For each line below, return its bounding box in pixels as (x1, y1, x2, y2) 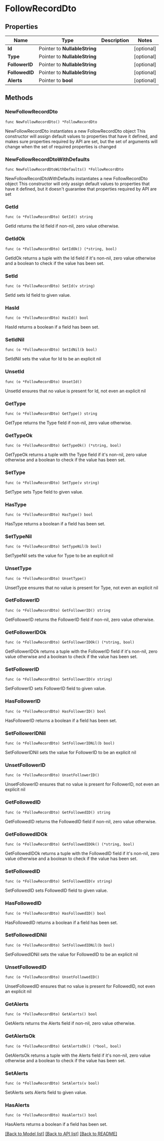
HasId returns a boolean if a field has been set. (5, 324, 99, 330)
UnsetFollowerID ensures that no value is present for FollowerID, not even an (5, 782, 160, 787)
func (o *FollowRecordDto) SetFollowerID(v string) (5, 677, 113, 682)
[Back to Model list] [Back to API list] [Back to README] (5, 1131, 117, 1137)
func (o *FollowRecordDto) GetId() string (5, 214, 93, 219)
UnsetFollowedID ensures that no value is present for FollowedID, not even (5, 983, 155, 989)
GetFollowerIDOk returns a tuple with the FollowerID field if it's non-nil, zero (5, 648, 158, 654)
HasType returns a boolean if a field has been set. (5, 521, 106, 526)
